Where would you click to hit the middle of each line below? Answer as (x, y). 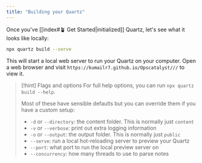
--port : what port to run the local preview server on (94, 147)
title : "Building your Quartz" (46, 12)
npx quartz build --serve (39, 49)
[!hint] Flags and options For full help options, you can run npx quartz (108, 85)
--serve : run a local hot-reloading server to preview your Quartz (110, 141)
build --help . (38, 92)
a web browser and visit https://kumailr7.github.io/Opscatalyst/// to (96, 67)
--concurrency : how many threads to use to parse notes (99, 153)
